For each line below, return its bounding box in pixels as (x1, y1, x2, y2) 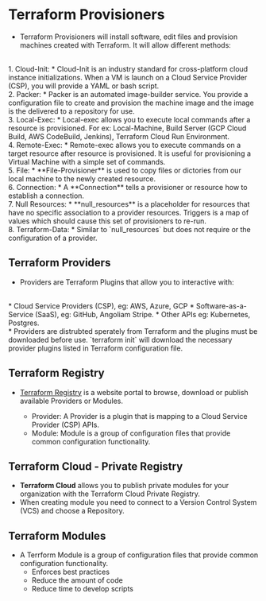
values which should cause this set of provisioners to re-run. (8, 216, 206, 226)
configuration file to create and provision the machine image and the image (8, 98, 254, 107)
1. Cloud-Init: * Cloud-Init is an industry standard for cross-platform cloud (8, 64, 249, 73)
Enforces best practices (31, 567, 110, 577)
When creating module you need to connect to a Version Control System (19, 498, 257, 507)
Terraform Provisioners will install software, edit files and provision (19, 32, 238, 41)
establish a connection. (8, 191, 85, 200)
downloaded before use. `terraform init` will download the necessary (8, 335, 233, 344)
